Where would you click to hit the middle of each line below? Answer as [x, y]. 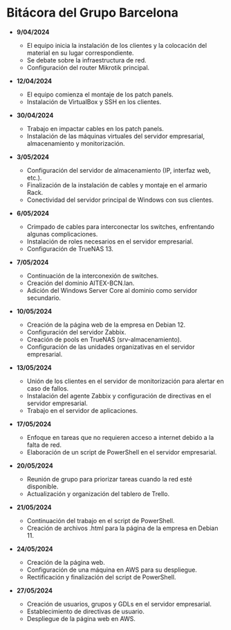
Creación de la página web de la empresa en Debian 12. [106, 325]
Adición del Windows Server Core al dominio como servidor [112, 290]
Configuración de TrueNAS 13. [70, 248]
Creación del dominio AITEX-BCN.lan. [81, 283]
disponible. [43, 486]
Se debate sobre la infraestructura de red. [86, 60]
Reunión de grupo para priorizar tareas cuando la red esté [110, 479]
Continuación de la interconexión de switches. [93, 275]
